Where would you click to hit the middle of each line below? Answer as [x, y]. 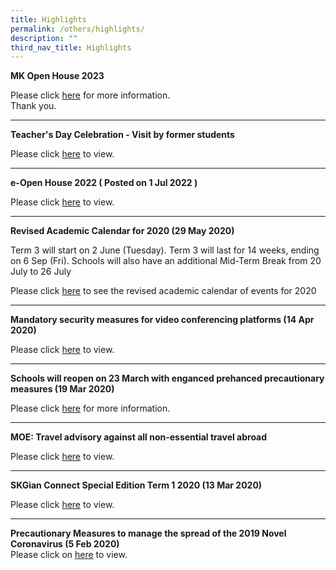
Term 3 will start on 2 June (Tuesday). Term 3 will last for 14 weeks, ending [165, 250]
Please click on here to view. [69, 555]
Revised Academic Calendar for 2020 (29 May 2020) [122, 231]
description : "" [44, 38]
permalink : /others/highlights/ [77, 29]
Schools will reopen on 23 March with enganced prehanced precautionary [167, 378]
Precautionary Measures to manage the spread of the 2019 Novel [148, 533]
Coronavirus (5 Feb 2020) [65, 544]
